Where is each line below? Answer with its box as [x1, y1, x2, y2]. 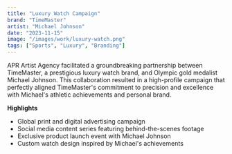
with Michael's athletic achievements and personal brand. [7, 90, 172, 99]
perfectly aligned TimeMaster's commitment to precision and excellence [7, 84, 214, 91]
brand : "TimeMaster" [7, 17, 67, 23]
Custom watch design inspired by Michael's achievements [17, 139, 184, 147]
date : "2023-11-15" [7, 29, 64, 37]
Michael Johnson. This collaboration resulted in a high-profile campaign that [7, 76, 225, 84]
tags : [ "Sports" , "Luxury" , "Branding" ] [7, 42, 126, 49]
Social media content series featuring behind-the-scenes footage [17, 125, 204, 133]
